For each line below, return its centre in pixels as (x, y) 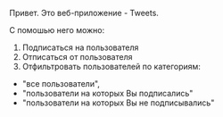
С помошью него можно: (57, 30)
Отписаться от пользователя (77, 57)
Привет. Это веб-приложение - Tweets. (84, 13)
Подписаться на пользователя (80, 47)
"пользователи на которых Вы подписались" (107, 93)
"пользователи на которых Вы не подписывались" (118, 103)
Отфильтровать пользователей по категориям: (111, 67)
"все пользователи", (61, 84)
